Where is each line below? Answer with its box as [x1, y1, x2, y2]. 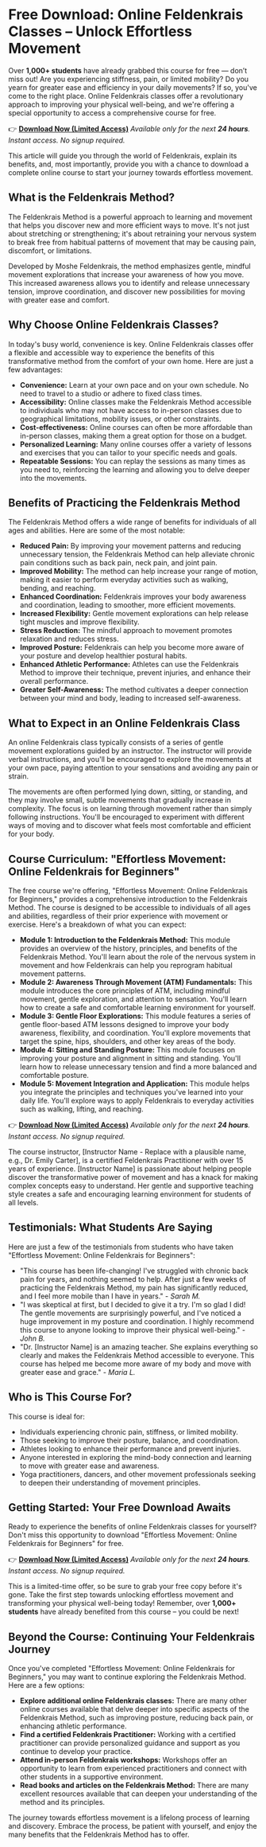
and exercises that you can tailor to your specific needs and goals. [19, 447, 237, 457]
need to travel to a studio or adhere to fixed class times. [19, 389, 202, 398]
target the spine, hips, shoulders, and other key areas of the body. [19, 1037, 237, 1046]
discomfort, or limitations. [8, 245, 92, 256]
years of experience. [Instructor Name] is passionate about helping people [8, 1164, 252, 1173]
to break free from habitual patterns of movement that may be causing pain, [8, 237, 256, 247]
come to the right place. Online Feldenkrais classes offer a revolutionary [8, 91, 244, 100]
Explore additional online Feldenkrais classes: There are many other [19, 1696, 248, 1705]
